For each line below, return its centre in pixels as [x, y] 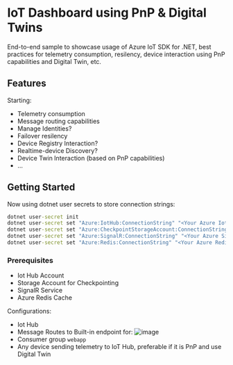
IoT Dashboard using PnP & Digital [107, 13]
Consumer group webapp [52, 339]
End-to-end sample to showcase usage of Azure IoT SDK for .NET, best [109, 47]
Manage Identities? [44, 128]
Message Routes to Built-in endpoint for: [75, 332]
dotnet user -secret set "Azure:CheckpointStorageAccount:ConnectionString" [119, 230]
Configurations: [29, 311]
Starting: [19, 100]
